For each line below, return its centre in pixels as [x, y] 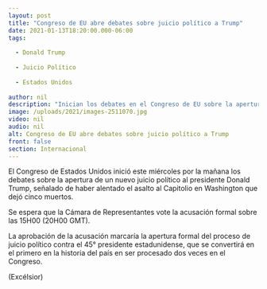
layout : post [30, 16]
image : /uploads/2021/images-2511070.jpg [78, 112]
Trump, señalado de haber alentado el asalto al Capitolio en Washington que [133, 189]
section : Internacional [48, 149]
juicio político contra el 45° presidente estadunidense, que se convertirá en [132, 244]
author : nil [28, 97]
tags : [17, 38]
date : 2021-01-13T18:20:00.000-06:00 [71, 30]
